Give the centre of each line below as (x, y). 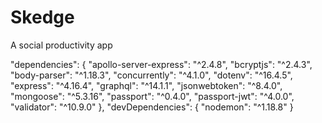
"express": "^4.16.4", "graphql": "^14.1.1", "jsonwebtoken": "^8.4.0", (146, 85)
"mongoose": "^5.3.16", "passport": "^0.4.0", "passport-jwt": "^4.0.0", (152, 96)
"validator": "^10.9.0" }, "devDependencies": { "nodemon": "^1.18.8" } (152, 107)
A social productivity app (61, 45)
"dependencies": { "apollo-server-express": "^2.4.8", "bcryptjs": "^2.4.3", (161, 64)
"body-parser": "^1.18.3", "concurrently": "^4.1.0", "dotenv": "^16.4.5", (151, 75)
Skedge (42, 17)
